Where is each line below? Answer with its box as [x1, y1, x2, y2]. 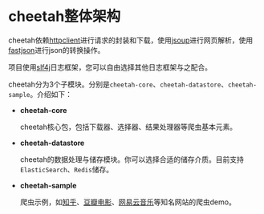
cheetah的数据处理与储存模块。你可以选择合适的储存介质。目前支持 [19, 154, 245, 164]
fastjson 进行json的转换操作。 [8, 45, 105, 55]
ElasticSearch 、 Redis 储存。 [19, 164, 114, 174]
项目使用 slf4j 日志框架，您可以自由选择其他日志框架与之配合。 [8, 62, 213, 72]
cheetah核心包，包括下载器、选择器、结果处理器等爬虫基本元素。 [19, 122, 238, 131]
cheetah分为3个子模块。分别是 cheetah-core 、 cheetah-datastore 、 [8, 79, 229, 89]
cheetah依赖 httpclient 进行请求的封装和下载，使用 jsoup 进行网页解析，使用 [8, 35, 254, 45]
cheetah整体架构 [8, 7, 121, 26]
